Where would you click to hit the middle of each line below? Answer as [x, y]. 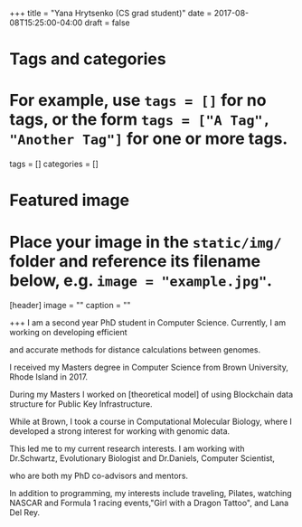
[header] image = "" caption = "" [70, 306]
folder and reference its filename [135, 261]
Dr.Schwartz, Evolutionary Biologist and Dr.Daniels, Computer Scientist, [142, 458]
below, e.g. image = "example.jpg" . [141, 280]
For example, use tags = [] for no [138, 101]
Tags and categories [88, 59]
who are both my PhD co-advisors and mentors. [99, 476]
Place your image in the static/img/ [146, 242]
